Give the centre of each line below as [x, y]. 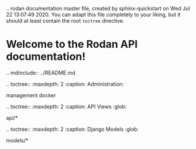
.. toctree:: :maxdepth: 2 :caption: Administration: [65, 84]
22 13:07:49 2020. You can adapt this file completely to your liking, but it [93, 15]
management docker [31, 95]
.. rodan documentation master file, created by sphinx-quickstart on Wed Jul [98, 8]
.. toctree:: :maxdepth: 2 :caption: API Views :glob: [66, 107]
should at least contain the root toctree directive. [65, 21]
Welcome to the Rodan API [72, 45]
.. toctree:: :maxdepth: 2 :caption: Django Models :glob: [73, 129]
